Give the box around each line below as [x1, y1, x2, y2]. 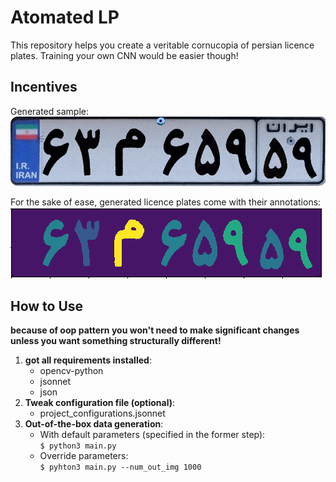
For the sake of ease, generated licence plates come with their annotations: [10, 196, 322, 208]
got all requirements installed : [24, 354, 152, 366]
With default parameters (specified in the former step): [39, 429, 266, 441]
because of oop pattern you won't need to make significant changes [10, 324, 300, 336]
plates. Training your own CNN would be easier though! [10, 49, 239, 61]
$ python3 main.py [39, 441, 117, 451]
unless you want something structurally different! [10, 335, 222, 347]
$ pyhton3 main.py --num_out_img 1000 [39, 462, 202, 473]
